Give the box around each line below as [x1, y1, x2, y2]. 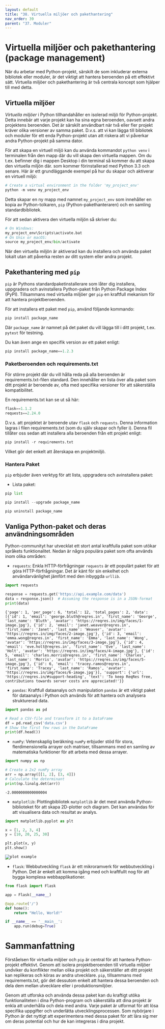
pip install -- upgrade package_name [5, 500, 80, 505]
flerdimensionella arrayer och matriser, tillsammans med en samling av [12, 744, 155, 750]
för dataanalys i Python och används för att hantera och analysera [12, 692, 146, 698]
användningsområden [5, 530, 74, 539]
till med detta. [5, 85, 33, 90]
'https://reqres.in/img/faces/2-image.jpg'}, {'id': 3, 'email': [5, 631, 141, 636]
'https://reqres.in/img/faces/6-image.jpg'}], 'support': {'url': [5, 670, 144, 675]
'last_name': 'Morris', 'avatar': [5, 657, 76, 662]
